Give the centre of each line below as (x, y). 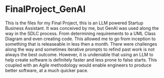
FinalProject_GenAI (45, 9)
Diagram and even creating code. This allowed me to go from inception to (81, 39)
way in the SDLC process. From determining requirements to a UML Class (81, 33)
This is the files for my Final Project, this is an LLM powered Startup (74, 23)
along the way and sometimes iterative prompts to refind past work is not (80, 49)
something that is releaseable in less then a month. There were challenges (81, 44)
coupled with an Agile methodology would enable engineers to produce (78, 65)
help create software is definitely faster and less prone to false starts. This (81, 60)
